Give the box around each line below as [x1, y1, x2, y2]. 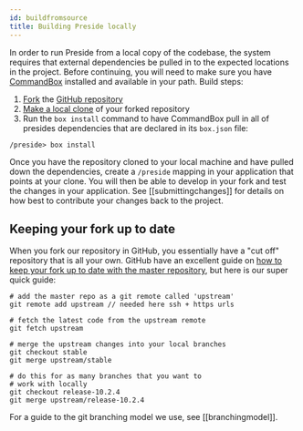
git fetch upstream [9, 324, 84, 334]
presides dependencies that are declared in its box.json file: [22, 122, 249, 133]
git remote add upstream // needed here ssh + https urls [9, 300, 235, 310]
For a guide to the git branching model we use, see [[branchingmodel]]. [9, 412, 278, 423]
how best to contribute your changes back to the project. [9, 195, 224, 206]
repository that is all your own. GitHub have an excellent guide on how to [9, 255, 283, 266]
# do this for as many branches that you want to [9, 372, 203, 381]
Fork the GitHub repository [22, 93, 123, 105]
